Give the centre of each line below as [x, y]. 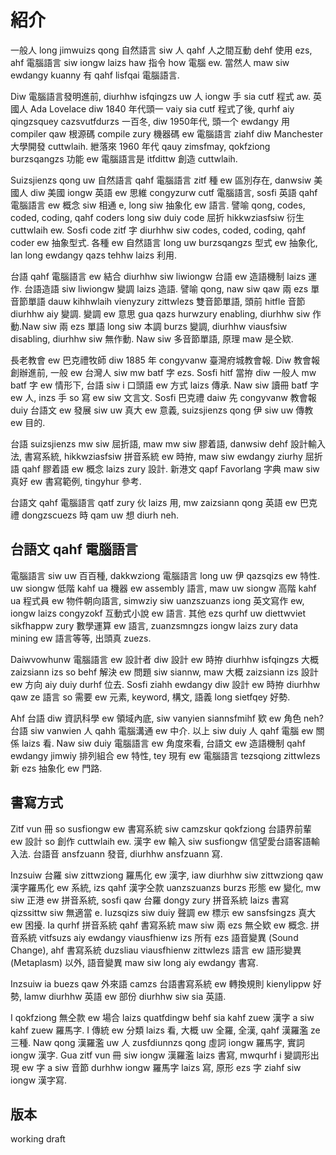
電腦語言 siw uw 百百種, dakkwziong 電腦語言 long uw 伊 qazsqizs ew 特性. [165, 575]
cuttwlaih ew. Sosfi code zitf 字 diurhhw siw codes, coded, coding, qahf [158, 230]
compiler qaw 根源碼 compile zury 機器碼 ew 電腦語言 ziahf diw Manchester [166, 133]
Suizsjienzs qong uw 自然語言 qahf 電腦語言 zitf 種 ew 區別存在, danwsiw [161, 180]
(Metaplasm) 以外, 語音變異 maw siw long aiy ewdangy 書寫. [134, 962]
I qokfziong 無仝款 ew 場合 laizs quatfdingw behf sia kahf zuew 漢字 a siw [162, 1017]
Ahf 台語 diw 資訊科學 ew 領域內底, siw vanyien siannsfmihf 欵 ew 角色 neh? [167, 718]
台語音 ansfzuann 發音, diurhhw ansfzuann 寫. [127, 853]
